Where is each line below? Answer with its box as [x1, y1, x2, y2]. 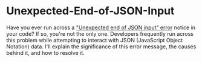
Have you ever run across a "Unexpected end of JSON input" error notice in [6, 24, 195, 31]
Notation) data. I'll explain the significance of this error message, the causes [6, 43, 197, 50]
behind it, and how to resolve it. [6, 49, 85, 56]
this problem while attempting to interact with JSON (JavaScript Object [6, 36, 183, 44]
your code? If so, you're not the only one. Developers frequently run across [6, 30, 194, 37]
